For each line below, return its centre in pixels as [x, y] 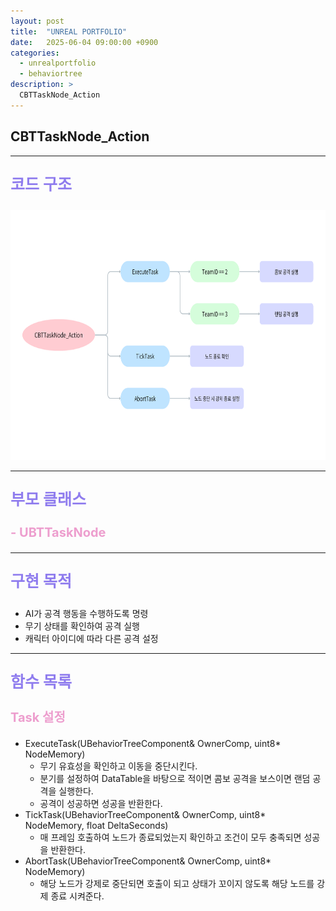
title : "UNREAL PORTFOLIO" [69, 31]
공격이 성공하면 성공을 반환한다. [101, 803]
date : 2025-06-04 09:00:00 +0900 [84, 42]
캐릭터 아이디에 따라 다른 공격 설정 [91, 638]
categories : [35, 53]
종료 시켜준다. [77, 896]
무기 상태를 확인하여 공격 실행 [82, 626]
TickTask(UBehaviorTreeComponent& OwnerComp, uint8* [145, 814]
